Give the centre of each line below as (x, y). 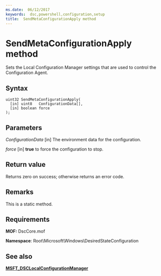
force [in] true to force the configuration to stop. (55, 149)
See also (19, 256)
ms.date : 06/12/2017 (28, 10)
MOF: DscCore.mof (25, 231)
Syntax (17, 88)
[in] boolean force (30, 108)
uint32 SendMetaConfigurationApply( (43, 100)
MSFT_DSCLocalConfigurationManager (47, 268)
